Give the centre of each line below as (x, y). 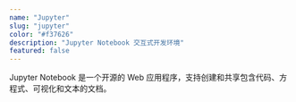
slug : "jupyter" (39, 26)
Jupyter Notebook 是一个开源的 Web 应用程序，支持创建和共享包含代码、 (144, 78)
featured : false (39, 51)
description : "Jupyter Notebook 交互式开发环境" (97, 42)
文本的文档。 (88, 89)
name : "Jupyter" (39, 17)
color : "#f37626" (42, 34)
